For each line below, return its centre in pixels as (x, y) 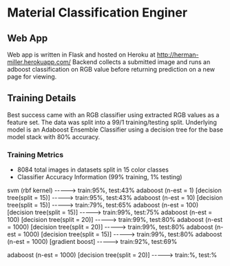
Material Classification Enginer (97, 13)
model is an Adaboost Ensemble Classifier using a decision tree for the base (115, 130)
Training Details (42, 98)
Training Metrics (35, 154)
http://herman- (178, 54)
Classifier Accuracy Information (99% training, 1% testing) (100, 177)
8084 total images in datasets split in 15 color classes (93, 170)
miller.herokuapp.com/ (39, 62)
